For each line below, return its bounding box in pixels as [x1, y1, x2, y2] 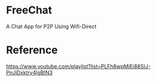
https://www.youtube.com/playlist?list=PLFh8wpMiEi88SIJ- [6, 63, 151, 70]
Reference [6, 43, 58, 57]
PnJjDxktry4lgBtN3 [6, 69, 53, 76]
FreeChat [6, 4, 52, 17]
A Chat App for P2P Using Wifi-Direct [6, 23, 97, 30]
